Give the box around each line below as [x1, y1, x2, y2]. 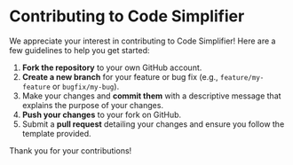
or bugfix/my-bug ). [51, 81, 120, 91]
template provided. [21, 128, 91, 138]
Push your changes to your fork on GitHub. [21, 109, 182, 120]
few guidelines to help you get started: [9, 44, 150, 55]
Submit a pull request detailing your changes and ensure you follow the [21, 118, 285, 130]
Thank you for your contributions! [9, 145, 132, 156]
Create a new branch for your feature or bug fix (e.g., [21, 71, 219, 82]
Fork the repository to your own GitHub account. [21, 62, 202, 73]
